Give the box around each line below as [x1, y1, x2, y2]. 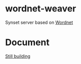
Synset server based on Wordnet [5, 19, 73, 25]
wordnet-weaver [5, 3, 76, 14]
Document [5, 37, 50, 48]
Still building [5, 53, 31, 59]
